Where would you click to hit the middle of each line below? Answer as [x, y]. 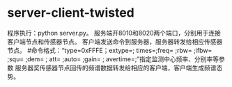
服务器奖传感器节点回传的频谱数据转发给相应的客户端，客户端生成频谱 [116, 68]
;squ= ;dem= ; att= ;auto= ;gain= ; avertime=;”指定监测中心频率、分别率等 [113, 59]
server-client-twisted [71, 13]
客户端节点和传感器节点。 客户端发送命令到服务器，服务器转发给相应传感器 [115, 41]
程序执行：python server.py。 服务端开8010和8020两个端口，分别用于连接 [114, 33]
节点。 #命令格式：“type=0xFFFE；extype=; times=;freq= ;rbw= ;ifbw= [110, 50]
